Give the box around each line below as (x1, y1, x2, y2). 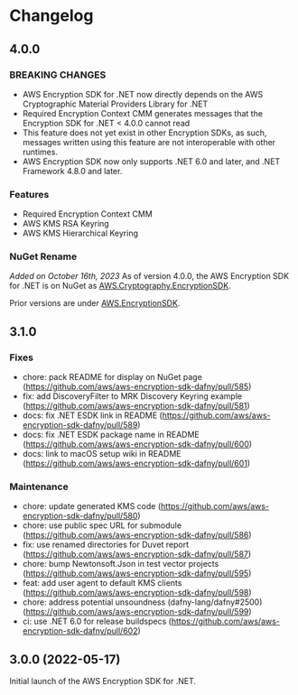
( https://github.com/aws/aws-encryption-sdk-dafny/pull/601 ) (22, 458, 251, 469)
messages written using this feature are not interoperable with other (22, 136, 276, 147)
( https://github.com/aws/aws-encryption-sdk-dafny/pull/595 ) (22, 568, 252, 579)
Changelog (9, 5, 94, 26)
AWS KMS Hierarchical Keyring (22, 227, 138, 239)
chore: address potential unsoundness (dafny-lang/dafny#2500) (22, 597, 263, 607)
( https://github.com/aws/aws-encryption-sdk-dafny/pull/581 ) (22, 401, 250, 412)
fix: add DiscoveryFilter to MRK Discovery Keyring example (22, 391, 242, 402)
